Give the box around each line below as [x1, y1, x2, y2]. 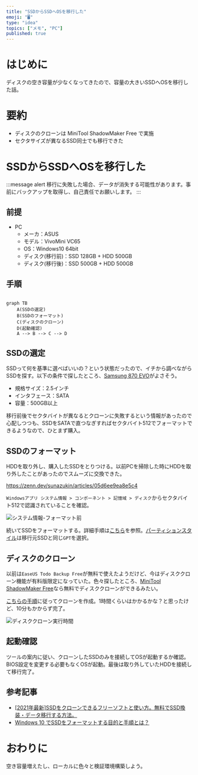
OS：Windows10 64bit [23, 245, 79, 252]
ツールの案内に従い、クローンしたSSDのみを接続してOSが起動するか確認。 [6, 653, 189, 660]
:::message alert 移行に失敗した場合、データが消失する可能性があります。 [6, 181, 186, 188]
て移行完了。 [6, 668, 37, 675]
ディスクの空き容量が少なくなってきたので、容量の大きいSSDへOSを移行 [6, 79, 184, 86]
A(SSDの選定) [17, 306, 46, 313]
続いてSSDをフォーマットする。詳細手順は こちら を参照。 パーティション [6, 527, 182, 534]
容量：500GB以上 [14, 400, 58, 407]
